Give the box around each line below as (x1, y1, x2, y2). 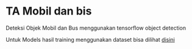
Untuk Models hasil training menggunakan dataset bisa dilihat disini (5, 36, 175, 43)
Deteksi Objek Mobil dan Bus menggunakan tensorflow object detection (5, 24, 187, 31)
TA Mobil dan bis (5, 4, 92, 18)
